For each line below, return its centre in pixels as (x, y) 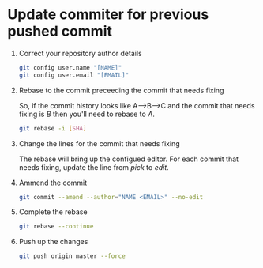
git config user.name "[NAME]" (70, 68)
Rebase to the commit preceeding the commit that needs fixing (121, 90)
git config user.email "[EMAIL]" (74, 75)
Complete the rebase (53, 212)
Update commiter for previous (108, 15)
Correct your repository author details (81, 53)
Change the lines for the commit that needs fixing (99, 143)
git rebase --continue (56, 227)
